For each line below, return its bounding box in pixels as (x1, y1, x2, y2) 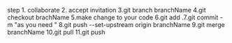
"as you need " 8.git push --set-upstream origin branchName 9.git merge (14, 21, 225, 28)
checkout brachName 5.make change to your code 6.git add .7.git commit (7, 13, 219, 21)
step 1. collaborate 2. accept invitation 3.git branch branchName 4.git (7, 6, 206, 14)
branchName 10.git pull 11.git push (7, 28, 106, 36)
